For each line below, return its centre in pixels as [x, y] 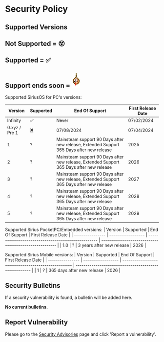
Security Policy [37, 9]
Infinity [14, 120]
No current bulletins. [26, 307]
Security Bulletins [33, 285]
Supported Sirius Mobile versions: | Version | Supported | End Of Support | [80, 254]
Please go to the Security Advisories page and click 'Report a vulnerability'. [81, 334]
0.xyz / [14, 128]
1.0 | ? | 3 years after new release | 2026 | [104, 245]
